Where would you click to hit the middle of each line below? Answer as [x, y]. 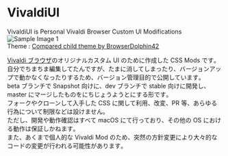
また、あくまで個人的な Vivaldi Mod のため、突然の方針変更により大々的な [112, 137]
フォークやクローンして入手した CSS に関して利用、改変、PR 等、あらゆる [112, 103]
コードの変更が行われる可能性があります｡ [66, 146]
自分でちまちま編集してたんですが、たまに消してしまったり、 [93, 68]
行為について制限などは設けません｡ [56, 112]
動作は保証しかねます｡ [45, 129]
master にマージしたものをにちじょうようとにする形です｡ [88, 94]
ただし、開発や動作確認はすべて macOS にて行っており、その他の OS [104, 120]
